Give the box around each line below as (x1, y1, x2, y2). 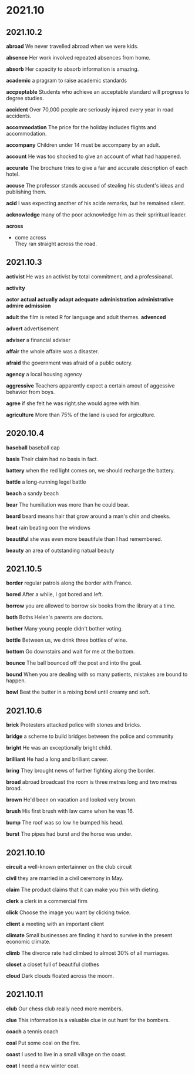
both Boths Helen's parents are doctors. (6, 614, 104, 621)
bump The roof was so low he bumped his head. (6, 819, 124, 826)
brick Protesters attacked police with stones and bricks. (6, 721, 142, 728)
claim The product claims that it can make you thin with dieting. (6, 886, 160, 894)
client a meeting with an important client (6, 921, 105, 928)
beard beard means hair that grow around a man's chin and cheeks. (6, 513, 171, 520)
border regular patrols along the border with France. (6, 579, 133, 587)
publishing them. (6, 188, 47, 195)
